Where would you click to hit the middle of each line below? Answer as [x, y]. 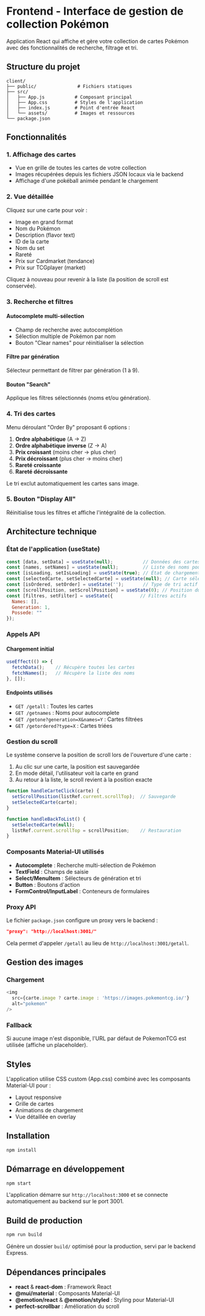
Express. [17, 1253]
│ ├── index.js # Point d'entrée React [71, 108]
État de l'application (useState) [53, 549]
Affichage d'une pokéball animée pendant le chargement [87, 181]
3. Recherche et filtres [40, 301]
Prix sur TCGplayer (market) [50, 267]
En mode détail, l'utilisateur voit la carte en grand [77, 773]
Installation [28, 1136]
